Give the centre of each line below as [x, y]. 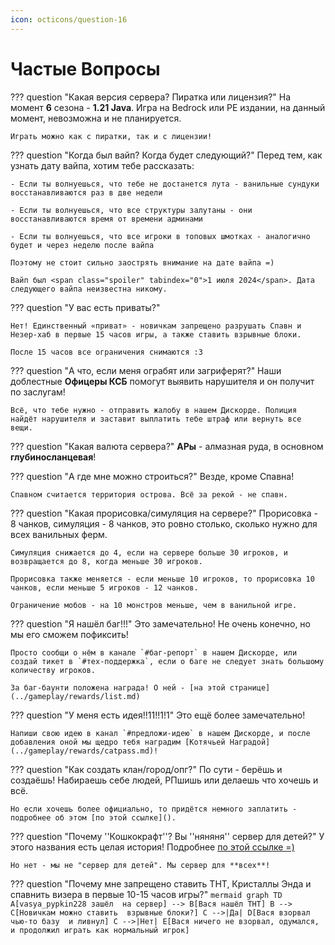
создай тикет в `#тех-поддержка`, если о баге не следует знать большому [167, 661]
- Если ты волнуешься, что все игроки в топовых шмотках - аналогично [160, 236]
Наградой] [250, 742]
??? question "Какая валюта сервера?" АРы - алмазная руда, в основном [167, 446]
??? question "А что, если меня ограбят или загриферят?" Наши [146, 370]
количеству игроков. [53, 670]
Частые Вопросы [85, 68]
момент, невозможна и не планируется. [96, 118]
